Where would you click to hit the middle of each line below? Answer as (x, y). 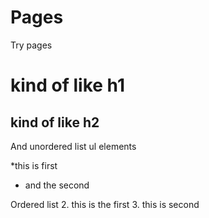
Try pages (31, 45)
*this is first (34, 165)
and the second (57, 185)
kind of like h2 (55, 122)
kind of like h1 (67, 85)
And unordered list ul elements (73, 146)
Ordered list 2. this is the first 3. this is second (105, 204)
